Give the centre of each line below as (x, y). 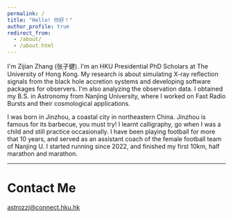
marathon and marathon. (43, 154)
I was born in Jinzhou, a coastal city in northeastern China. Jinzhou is (106, 117)
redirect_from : (29, 33)
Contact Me (42, 188)
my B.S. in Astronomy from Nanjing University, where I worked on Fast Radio (116, 96)
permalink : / (26, 13)
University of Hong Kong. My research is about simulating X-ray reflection (113, 74)
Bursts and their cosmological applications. (69, 103)
